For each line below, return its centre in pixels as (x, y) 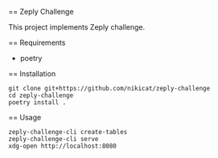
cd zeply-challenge (41, 95)
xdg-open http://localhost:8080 (62, 146)
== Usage (25, 117)
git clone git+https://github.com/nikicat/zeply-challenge (109, 88)
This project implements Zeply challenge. (77, 27)
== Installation (32, 74)
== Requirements (37, 43)
